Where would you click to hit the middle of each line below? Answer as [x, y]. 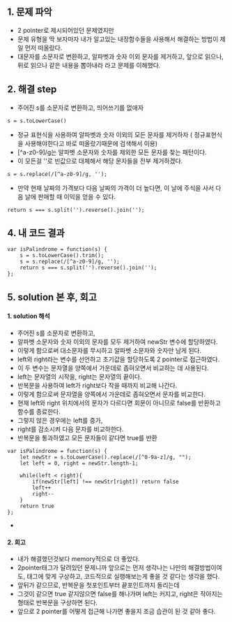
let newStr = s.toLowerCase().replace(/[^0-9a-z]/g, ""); [106, 457]
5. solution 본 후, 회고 [52, 297]
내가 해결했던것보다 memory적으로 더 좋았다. [79, 559]
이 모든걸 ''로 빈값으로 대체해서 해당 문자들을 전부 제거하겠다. [100, 161]
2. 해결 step [32, 89]
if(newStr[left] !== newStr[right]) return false [106, 482]
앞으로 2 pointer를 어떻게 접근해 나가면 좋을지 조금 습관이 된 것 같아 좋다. [116, 612]
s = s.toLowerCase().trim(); [62, 256]
